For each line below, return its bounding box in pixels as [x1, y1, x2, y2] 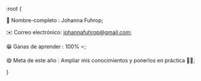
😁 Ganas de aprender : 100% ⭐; [6, 43, 86, 50]
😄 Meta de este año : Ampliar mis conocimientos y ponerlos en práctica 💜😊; [6, 57, 196, 64]
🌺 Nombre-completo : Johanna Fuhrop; [6, 17, 104, 23]
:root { [6, 5, 22, 12]
